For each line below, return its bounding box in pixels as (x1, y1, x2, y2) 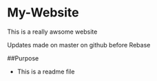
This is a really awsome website (7, 27, 98, 36)
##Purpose (7, 54, 39, 62)
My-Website (7, 5, 79, 21)
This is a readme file (17, 67, 75, 76)
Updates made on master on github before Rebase (7, 40, 151, 49)
